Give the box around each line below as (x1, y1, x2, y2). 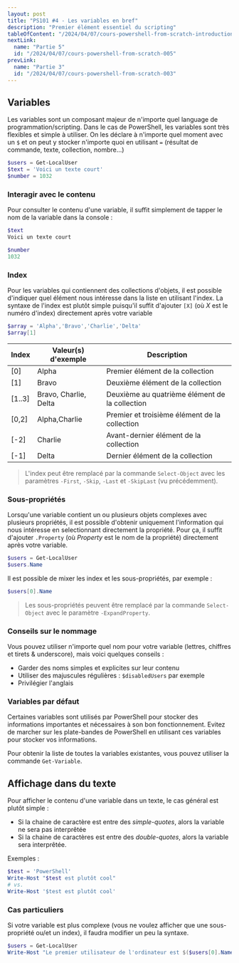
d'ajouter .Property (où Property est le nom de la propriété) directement (7, 533, 219, 542)
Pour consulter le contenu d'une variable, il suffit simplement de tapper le (7, 206, 223, 214)
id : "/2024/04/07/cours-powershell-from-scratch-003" (14, 70, 176, 77)
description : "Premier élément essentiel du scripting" (7, 24, 176, 31)
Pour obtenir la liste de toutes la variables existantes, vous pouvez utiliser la (7, 749, 229, 758)
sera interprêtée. (17, 840, 67, 849)
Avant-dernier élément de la (106, 430, 201, 440)
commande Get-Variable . (7, 756, 83, 766)
